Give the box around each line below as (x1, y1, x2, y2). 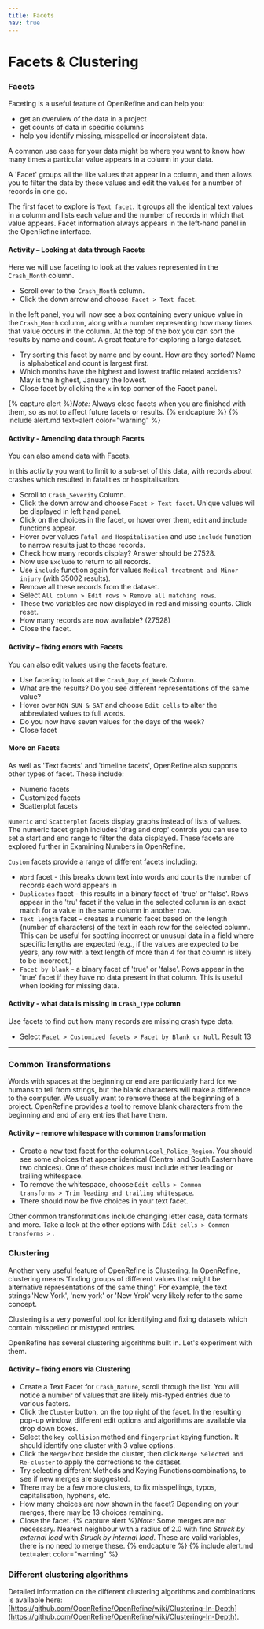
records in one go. (8, 186, 68, 195)
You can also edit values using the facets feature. (8, 660, 168, 669)
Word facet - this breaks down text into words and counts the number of (19, 872, 251, 881)
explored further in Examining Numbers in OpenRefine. (8, 841, 186, 851)
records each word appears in (19, 880, 118, 890)
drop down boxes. (19, 1424, 79, 1433)
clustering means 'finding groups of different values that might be (8, 1274, 222, 1283)
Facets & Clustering (8, 53, 139, 71)
